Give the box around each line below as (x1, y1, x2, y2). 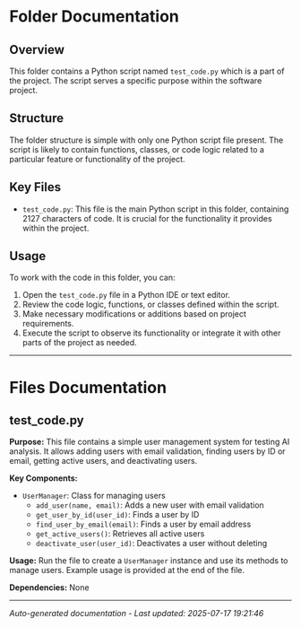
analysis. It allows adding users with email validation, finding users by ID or (9, 446, 286, 457)
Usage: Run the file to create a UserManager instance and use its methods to (9, 555, 288, 566)
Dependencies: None (9, 582, 90, 593)
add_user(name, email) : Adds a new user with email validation (35, 500, 264, 510)
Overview (9, 42, 65, 57)
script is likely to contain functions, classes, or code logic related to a (9, 144, 264, 154)
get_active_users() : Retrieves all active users (35, 528, 205, 539)
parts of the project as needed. (21, 337, 137, 348)
